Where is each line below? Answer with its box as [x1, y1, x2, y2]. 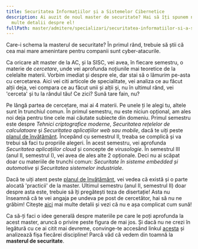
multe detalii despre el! [11, 19, 75, 25]
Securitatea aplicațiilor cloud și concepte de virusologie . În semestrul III [6, 146, 180, 153]
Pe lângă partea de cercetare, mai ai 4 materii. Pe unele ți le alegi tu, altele [6, 101, 187, 109]
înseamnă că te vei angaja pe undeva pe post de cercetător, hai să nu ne [6, 195, 183, 202]
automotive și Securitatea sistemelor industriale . [6, 165, 124, 172]
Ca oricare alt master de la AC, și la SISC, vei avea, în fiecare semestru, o [6, 59, 184, 66]
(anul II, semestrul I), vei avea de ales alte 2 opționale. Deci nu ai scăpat [6, 152, 180, 159]
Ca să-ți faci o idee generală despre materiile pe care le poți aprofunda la [6, 212, 184, 219]
